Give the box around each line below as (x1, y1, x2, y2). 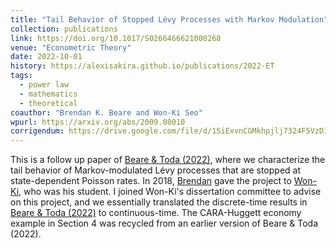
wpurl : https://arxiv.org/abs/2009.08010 (10, 117, 186, 127)
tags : (10, 71, 33, 81)
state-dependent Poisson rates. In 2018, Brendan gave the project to (10, 175, 292, 187)
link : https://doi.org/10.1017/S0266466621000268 (10, 33, 222, 43)
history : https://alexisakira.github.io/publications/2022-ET (10, 61, 275, 71)
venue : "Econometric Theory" (10, 42, 132, 53)
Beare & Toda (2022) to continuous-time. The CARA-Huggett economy (10, 207, 302, 219)
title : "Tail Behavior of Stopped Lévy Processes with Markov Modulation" (10, 14, 329, 25)
